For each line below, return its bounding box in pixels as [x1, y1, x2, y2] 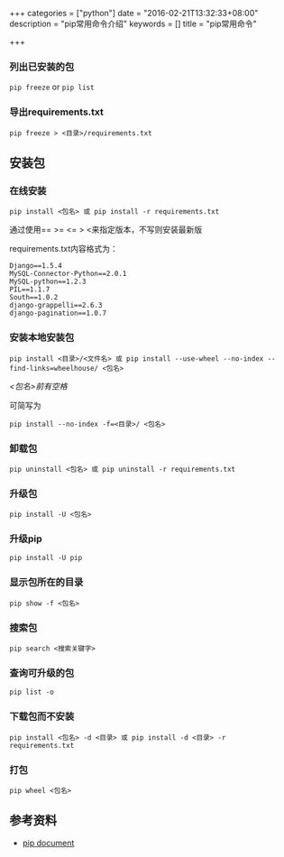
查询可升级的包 [9, 667, 75, 679]
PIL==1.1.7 [9, 285, 50, 294]
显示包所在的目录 [9, 576, 84, 589]
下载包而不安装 [9, 710, 75, 723]
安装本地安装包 [9, 331, 75, 344]
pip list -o [9, 687, 54, 697]
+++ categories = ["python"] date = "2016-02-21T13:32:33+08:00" [9, 8, 259, 18]
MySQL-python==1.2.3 [9, 277, 87, 287]
